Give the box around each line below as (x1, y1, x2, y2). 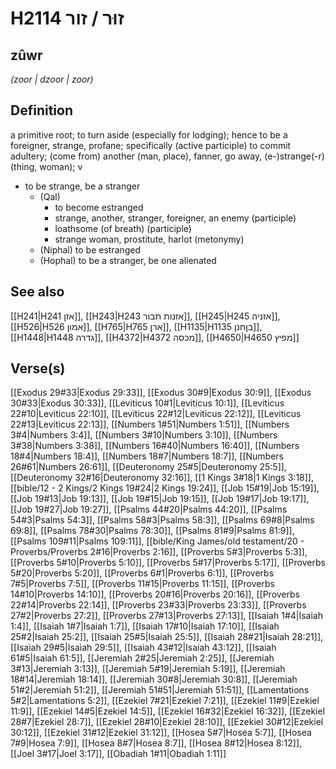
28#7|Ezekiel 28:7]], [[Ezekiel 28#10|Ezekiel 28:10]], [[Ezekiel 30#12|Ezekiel (10, 716, 324, 728)
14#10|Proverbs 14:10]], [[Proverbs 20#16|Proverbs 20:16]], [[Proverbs (10, 588, 300, 601)
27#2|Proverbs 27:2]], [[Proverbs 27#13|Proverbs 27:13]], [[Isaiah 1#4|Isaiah (10, 610, 323, 622)
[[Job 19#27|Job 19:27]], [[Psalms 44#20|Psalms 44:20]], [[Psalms (10, 503, 288, 516)
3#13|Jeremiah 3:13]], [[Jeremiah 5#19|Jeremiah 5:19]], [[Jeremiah (10, 663, 286, 675)
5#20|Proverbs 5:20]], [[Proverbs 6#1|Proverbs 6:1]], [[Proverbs (10, 567, 275, 579)
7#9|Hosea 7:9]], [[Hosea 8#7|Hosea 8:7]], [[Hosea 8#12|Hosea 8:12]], (10, 737, 303, 749)
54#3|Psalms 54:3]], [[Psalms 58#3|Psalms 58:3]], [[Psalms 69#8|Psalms (10, 514, 315, 526)
